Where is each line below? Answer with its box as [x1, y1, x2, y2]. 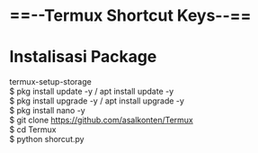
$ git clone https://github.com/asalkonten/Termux [9, 114, 193, 126]
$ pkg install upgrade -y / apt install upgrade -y [9, 95, 184, 106]
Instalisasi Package [9, 47, 157, 67]
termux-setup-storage [9, 76, 92, 87]
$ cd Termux [9, 124, 57, 135]
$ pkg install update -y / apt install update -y [9, 86, 174, 97]
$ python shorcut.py [9, 134, 85, 145]
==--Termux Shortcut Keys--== [9, 5, 252, 26]
